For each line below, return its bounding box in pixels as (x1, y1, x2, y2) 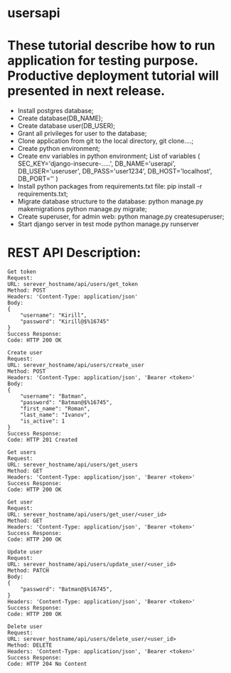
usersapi (7, 5, 60, 21)
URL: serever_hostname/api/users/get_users (7, 461, 139, 469)
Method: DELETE (7, 642, 53, 649)
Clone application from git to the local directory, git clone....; (17, 137, 194, 145)
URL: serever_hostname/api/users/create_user (7, 361, 144, 369)
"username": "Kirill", (20, 312, 87, 319)
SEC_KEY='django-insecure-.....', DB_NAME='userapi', (17, 159, 176, 168)
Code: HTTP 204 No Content (7, 660, 87, 668)
